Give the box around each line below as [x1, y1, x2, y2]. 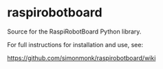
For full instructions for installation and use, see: [7, 40, 143, 49]
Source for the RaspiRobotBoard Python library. [7, 27, 142, 36]
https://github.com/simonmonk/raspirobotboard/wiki [7, 53, 156, 62]
